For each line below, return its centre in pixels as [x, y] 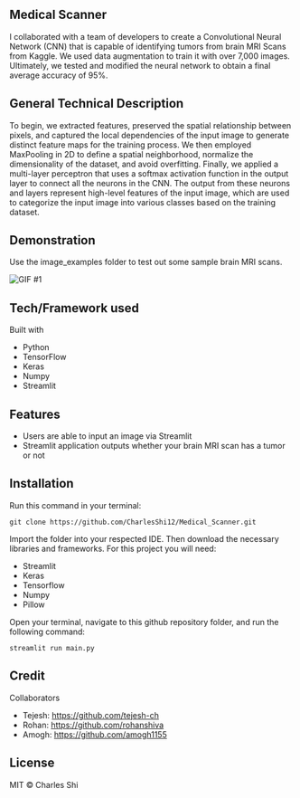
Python [36, 347]
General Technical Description [97, 104]
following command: [47, 632]
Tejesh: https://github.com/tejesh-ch [91, 715]
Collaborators [35, 698]
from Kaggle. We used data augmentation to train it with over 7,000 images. [150, 56]
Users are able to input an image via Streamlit [107, 436]
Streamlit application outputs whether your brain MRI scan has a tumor [154, 446]
